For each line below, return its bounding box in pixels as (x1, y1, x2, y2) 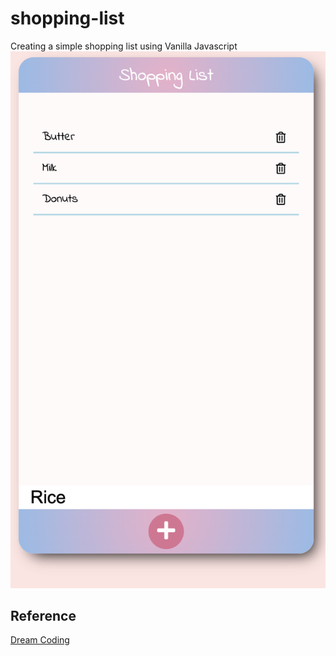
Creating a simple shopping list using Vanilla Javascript (10, 40, 238, 52)
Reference (10, 608, 77, 625)
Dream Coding (10, 634, 70, 646)
